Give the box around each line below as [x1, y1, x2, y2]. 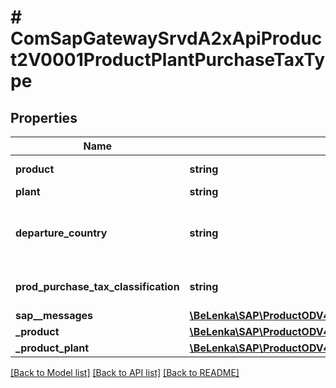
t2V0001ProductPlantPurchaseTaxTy [10, 49, 326, 71]
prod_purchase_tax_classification [15, 280, 180, 293]
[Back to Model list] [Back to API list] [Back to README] [10, 367, 240, 378]
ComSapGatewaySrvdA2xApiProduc [10, 27, 323, 50]
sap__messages [15, 309, 94, 322]
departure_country [15, 226, 108, 240]
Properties [10, 109, 78, 126]
